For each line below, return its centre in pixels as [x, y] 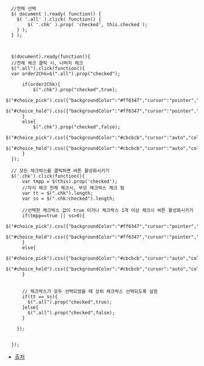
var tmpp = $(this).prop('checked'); [70, 181]
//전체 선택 [24, 9]
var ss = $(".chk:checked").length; [68, 199]
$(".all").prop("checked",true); [70, 302]
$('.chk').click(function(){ [48, 176]
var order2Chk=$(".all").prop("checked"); [66, 74]
